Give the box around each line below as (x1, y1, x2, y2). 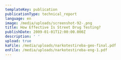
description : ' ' (5, 34, 40, 39)
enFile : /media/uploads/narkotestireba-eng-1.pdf (5, 47, 108, 52)
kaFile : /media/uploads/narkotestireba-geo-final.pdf (5, 43, 117, 48)
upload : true (5, 39, 32, 44)
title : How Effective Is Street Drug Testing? (5, 25, 101, 30)
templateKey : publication (5, 7, 57, 12)
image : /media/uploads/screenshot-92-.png (5, 20, 92, 26)
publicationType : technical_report (5, 12, 77, 16)
